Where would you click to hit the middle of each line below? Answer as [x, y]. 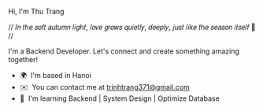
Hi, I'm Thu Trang [36, 11]
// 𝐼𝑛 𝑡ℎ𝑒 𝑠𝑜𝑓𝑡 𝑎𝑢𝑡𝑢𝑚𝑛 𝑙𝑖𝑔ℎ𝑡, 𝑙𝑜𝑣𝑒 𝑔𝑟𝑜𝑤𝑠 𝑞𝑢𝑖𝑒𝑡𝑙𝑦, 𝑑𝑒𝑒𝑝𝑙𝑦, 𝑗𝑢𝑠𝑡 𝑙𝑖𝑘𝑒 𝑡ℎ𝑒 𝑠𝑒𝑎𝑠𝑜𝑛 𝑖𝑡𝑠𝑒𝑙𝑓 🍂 [132, 27]
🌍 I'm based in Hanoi [56, 75]
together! [23, 59]
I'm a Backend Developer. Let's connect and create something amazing [124, 51]
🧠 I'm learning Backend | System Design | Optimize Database [120, 98]
